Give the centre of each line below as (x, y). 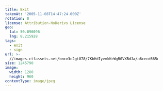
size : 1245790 (19, 63)
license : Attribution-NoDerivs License (45, 23)
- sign (16, 50)
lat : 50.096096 (25, 32)
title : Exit (17, 9)
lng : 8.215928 (24, 37)
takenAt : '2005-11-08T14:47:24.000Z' (43, 14)
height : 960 (22, 77)
